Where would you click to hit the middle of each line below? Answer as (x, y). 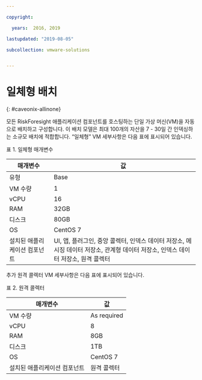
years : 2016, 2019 (36, 28)
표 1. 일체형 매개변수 (30, 150)
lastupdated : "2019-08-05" (40, 39)
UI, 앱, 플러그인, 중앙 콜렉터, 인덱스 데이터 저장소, (119, 241)
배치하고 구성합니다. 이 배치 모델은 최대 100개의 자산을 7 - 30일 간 (95, 129)
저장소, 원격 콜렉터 (86, 259)
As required (106, 315)
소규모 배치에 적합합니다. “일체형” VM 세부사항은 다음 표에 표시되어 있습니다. (102, 137)
